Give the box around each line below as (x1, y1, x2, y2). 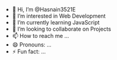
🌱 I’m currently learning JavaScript (12, 19, 100, 26)
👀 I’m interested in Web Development (12, 12, 106, 20)
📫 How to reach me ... (12, 32, 69, 39)
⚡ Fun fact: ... (12, 48, 46, 55)
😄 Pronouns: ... (12, 41, 52, 48)
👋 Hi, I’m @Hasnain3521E (12, 6, 76, 13)
